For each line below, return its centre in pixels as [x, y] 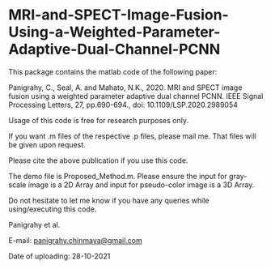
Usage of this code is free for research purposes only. [98, 120]
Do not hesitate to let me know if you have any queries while [109, 200]
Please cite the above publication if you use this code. [98, 160]
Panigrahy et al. [34, 224]
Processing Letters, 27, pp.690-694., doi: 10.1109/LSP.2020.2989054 [123, 105]
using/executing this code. [53, 209]
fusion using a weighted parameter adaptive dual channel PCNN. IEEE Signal [136, 96]
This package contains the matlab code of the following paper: [113, 71]
